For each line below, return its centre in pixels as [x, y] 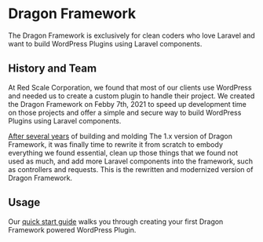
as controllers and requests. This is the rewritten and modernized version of [131, 169]
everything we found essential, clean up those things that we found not [123, 152]
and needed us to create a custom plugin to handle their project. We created [131, 96]
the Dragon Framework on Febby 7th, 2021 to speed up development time [128, 104]
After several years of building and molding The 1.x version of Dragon [121, 136]
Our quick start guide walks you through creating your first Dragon [116, 222]
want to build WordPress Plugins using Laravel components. [105, 43]
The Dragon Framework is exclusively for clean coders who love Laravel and [131, 35]
